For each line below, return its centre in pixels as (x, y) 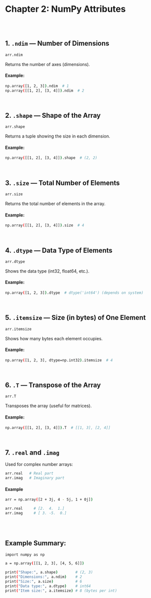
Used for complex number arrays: (39, 464)
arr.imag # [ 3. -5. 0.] (36, 513)
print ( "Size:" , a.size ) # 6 (44, 582)
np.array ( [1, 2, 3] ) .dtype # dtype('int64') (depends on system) (74, 293)
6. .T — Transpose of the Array (53, 385)
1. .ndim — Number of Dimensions (57, 44)
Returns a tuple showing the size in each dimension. (58, 136)
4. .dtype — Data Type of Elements (59, 250)
